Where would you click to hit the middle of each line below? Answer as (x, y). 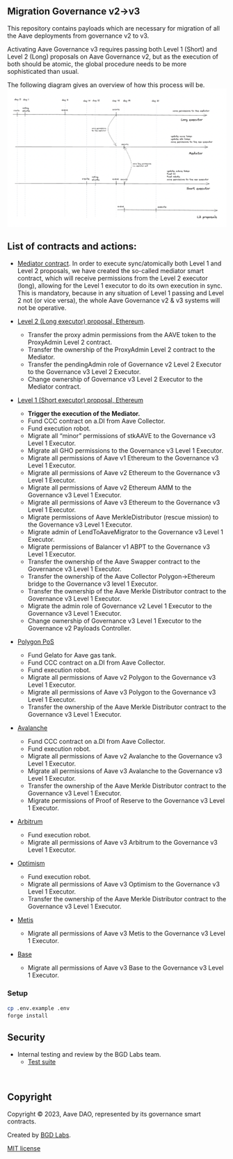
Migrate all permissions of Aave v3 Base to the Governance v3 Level (126, 967)
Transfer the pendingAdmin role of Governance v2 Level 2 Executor (124, 364)
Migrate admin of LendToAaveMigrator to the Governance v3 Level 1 (126, 531)
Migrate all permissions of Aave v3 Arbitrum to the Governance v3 (122, 842)
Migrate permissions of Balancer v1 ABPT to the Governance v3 (119, 547)
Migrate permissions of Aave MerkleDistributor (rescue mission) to (123, 517)
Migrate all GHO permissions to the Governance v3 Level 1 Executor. (126, 450)
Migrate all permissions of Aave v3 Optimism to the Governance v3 (124, 884)
